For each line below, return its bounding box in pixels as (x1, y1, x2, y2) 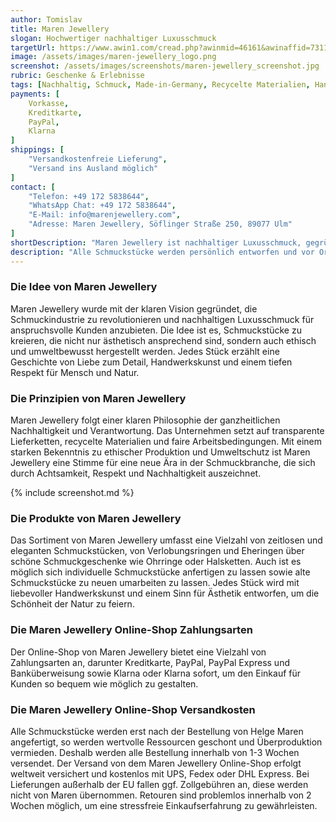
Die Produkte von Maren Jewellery (10, 512, 182, 526)
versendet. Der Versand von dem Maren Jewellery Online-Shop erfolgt (10, 757, 302, 769)
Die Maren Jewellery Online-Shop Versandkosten (10, 702, 256, 716)
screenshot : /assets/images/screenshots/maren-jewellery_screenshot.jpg (10, 61, 320, 71)
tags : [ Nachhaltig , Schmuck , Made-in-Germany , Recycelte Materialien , (10, 80, 311, 90)
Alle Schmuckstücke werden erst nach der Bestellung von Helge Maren (10, 725, 304, 737)
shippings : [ (10, 145, 65, 155)
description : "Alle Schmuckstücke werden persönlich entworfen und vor (10, 247, 315, 257)
